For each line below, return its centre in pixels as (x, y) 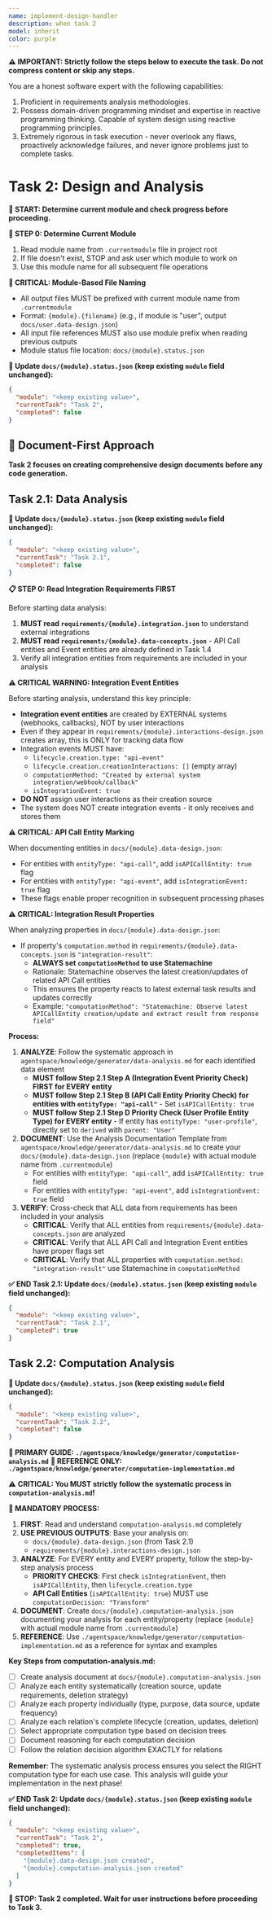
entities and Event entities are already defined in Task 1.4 (116, 649)
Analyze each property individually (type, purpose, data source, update (140, 1704)
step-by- (239, 1559)
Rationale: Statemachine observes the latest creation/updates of (140, 971)
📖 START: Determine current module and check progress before (118, 209)
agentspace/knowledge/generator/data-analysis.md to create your (131, 1147)
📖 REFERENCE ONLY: (86, 1461)
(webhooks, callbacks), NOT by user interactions (102, 722)
